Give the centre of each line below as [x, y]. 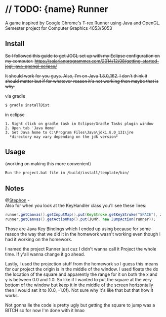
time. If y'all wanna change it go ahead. [45, 254]
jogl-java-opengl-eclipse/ [31, 66]
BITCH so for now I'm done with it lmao [45, 310]
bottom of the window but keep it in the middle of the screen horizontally [79, 285]
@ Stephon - [18, 200]
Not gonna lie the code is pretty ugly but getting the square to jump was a [80, 305]
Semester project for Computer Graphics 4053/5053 [59, 28]
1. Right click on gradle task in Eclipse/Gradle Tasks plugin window [79, 124]
